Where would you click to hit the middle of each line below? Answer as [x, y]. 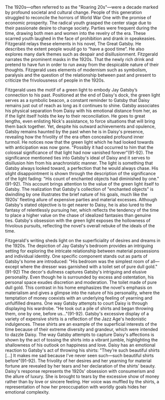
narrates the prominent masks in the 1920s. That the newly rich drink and [79, 59]
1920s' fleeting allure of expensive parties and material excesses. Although [81, 200]
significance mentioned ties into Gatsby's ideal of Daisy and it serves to [78, 158]
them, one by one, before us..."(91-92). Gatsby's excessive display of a [77, 314]
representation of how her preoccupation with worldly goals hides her [76, 387]
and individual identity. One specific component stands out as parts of [76, 256]
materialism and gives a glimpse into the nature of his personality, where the [82, 293]
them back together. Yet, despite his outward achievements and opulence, [81, 126]
